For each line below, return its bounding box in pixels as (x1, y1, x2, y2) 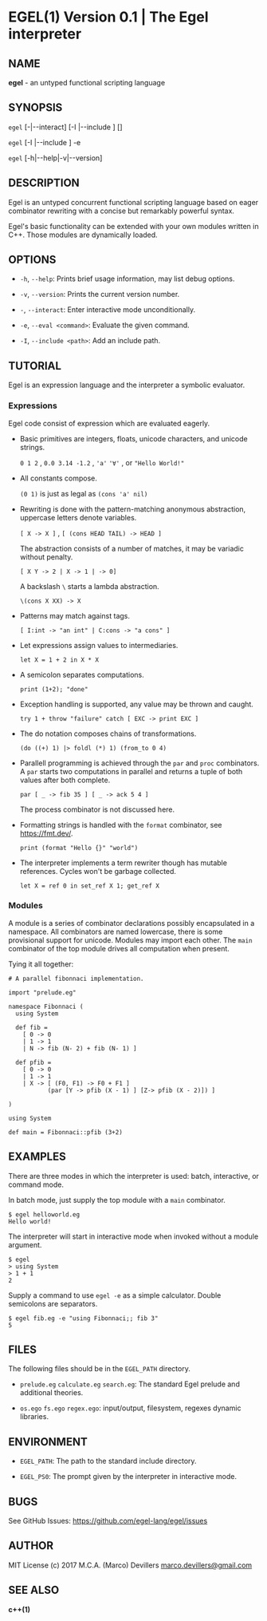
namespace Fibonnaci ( (8, 1002, 84, 1010)
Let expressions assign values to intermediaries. (19, 640, 179, 650)
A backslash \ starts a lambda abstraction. (19, 581, 159, 591)
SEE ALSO (8, 1583, 60, 1597)
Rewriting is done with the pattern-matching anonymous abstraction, (19, 504, 246, 514)
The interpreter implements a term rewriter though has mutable (19, 858, 227, 868)
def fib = (15, 1023, 48, 1031)
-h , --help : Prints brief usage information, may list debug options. (19, 274, 235, 283)
